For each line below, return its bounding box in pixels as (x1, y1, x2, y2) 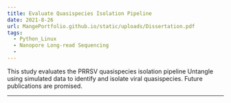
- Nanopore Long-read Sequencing (13, 42, 109, 49)
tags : (7, 29, 23, 36)
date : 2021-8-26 (7, 16, 54, 23)
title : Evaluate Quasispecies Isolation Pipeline (7, 10, 153, 17)
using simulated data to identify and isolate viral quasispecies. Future (7, 74, 203, 82)
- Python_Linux (13, 36, 57, 43)
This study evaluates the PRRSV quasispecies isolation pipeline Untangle (7, 67, 214, 76)
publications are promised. (7, 82, 82, 90)
